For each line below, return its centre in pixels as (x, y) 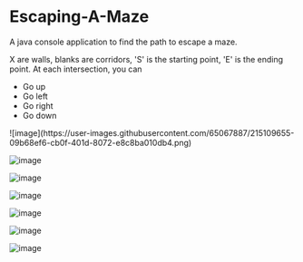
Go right (38, 105)
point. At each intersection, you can (76, 69)
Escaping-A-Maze (79, 17)
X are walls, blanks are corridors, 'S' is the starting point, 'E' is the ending (147, 59)
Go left (35, 96)
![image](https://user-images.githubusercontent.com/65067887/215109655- (152, 132)
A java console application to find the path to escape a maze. (123, 42)
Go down (39, 115)
